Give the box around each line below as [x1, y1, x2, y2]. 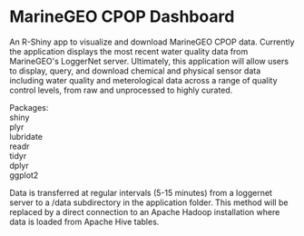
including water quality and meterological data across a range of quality [9, 74, 279, 85]
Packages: [9, 102, 49, 113]
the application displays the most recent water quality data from [9, 45, 249, 56]
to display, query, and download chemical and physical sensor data [9, 65, 261, 76]
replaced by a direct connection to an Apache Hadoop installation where [9, 206, 280, 217]
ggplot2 [9, 170, 39, 181]
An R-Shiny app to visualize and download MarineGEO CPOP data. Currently [9, 36, 295, 47]
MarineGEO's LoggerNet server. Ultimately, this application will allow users [9, 55, 289, 66]
